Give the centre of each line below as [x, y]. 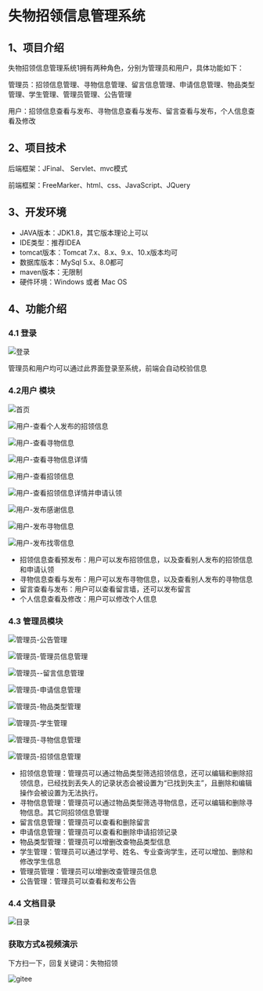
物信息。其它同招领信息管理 [64, 812]
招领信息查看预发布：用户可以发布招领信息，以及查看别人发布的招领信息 [136, 559]
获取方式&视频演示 [43, 945]
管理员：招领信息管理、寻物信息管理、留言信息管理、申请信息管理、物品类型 [131, 84]
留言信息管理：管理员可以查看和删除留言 [85, 822]
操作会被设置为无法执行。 [61, 792]
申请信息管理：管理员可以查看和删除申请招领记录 [98, 832]
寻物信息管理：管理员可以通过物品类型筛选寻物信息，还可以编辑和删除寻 [136, 803]
